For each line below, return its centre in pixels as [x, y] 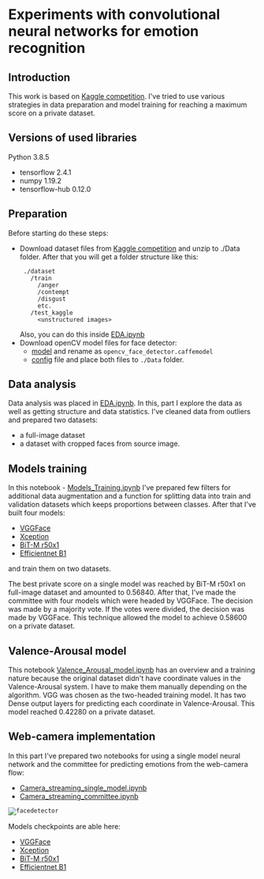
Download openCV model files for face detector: [98, 342]
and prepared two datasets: [53, 420]
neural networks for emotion [104, 31]
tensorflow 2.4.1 [45, 172]
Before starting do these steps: [58, 233]
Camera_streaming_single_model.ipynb [83, 787]
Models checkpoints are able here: [64, 826]
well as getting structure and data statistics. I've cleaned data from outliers [129, 412]
